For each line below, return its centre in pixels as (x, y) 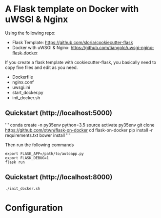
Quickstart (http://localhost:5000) (59, 113)
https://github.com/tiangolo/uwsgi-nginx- (112, 47)
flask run (15, 162)
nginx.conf (23, 82)
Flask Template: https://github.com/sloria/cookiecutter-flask (72, 42)
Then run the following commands (40, 145)
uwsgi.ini (21, 87)
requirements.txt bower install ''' (38, 135)
